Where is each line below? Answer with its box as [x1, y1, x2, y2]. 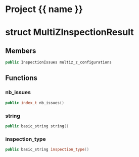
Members [5, 46, 36, 55]
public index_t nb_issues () [5, 100, 65, 105]
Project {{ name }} [5, 4, 83, 15]
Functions [5, 74, 38, 83]
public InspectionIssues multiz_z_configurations [5, 60, 112, 65]
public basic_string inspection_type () [5, 147, 89, 152]
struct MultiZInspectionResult [5, 27, 134, 38]
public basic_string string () [5, 123, 69, 129]
